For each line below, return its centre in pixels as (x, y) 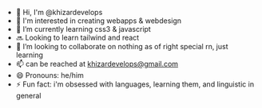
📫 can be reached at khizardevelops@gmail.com (97, 64)
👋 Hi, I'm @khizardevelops (59, 12)
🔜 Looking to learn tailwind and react (77, 37)
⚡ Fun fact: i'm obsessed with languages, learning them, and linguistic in (135, 84)
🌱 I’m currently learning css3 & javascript (83, 29)
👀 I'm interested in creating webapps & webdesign (99, 21)
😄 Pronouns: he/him (50, 75)
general (28, 96)
